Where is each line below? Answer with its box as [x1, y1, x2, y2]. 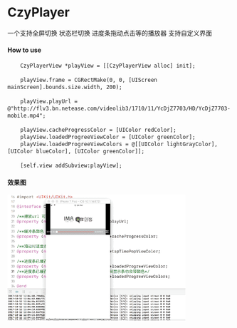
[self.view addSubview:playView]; [20, 162, 122, 170]
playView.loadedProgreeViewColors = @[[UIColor [20, 140, 164, 148]
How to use [7, 46, 41, 54]
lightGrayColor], [166, 140, 218, 148]
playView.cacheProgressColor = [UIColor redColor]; [20, 126, 177, 134]
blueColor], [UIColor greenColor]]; [36, 148, 144, 155]
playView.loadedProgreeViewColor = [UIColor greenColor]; [20, 133, 196, 141]
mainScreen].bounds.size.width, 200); [7, 83, 122, 91]
